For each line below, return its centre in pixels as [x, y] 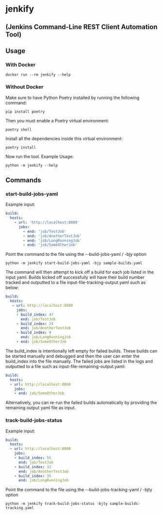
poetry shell [19, 130]
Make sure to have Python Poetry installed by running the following [73, 98]
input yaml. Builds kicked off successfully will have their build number [75, 277]
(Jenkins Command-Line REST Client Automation [81, 27]
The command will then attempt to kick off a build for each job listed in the [80, 272]
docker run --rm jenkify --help [38, 75]
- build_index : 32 [33, 467]
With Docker [21, 65]
